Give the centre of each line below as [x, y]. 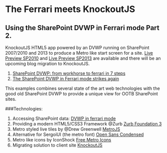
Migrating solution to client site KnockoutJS [57, 145]
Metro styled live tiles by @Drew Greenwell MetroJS [66, 129]
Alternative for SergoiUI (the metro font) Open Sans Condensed [78, 134]
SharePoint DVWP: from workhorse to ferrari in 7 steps [69, 73]
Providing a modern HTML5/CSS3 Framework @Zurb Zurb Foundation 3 [87, 124]
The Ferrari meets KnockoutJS [70, 9]
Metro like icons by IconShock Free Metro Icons [62, 140]
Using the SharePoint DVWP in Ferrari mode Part [82, 28]
